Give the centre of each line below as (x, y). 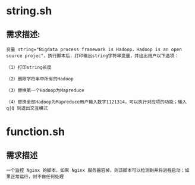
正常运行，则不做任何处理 (37, 177)
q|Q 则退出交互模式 (27, 108)
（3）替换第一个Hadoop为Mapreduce (45, 90)
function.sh (36, 132)
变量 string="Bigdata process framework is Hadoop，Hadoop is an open (94, 49)
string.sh (29, 11)
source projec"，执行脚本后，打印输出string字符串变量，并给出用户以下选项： (93, 56)
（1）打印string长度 (29, 67)
